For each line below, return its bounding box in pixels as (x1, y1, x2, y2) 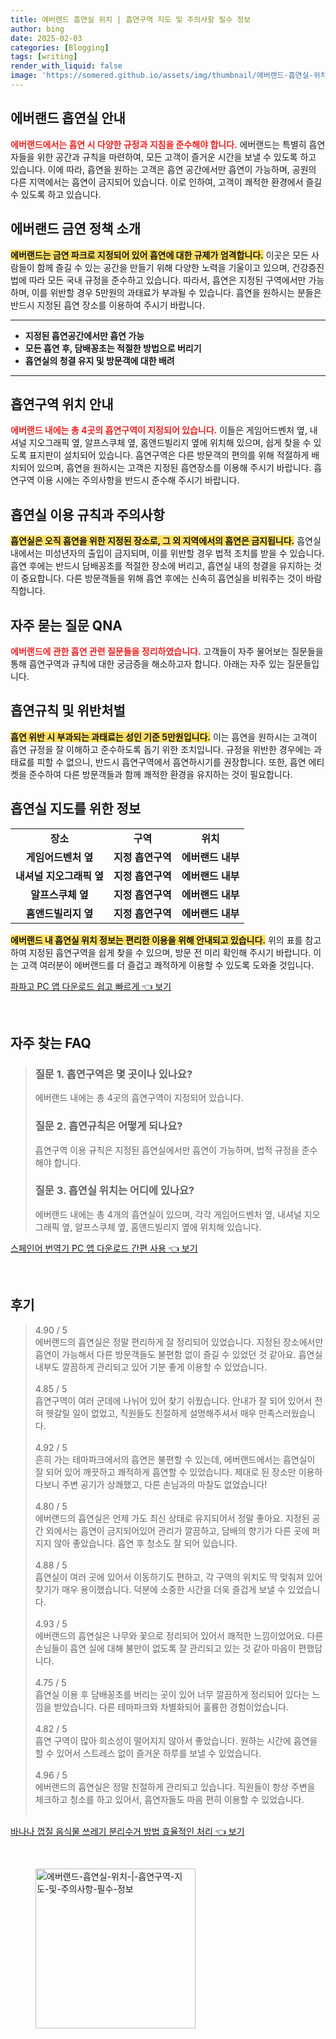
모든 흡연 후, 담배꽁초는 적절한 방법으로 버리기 (24, 342, 202, 354)
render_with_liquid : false (10, 61, 123, 71)
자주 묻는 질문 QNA (10, 617, 123, 634)
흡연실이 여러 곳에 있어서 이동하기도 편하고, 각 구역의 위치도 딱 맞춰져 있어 (34, 1571, 323, 1583)
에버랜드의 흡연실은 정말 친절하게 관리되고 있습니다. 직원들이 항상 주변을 (34, 1781, 316, 1793)
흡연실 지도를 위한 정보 (10, 801, 142, 818)
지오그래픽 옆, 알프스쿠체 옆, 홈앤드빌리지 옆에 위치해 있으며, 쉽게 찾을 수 (28, 437, 312, 449)
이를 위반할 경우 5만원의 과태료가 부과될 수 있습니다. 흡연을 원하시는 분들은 (31, 286, 322, 298)
